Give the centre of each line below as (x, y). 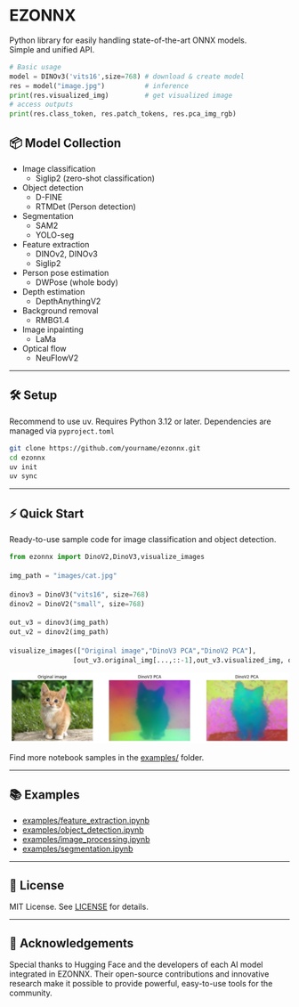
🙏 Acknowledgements (72, 943)
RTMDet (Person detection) (85, 207)
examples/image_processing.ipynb (86, 840)
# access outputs (41, 105)
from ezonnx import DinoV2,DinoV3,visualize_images (107, 557)
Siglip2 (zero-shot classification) (95, 178)
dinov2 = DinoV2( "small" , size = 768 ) (77, 604)
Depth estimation (53, 292)
